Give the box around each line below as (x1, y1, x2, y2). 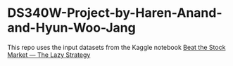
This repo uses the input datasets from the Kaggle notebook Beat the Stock (7, 43, 226, 51)
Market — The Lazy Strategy (7, 51, 91, 59)
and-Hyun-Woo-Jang (7, 20, 136, 36)
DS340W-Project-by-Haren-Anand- (7, 5, 223, 21)
